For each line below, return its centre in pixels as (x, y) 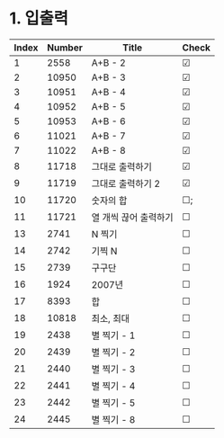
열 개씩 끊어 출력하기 (132, 217)
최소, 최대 (111, 318)
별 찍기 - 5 (113, 403)
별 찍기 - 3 (113, 369)
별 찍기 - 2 (113, 352)
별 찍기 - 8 (113, 419)
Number (65, 48)
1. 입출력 (39, 18)
